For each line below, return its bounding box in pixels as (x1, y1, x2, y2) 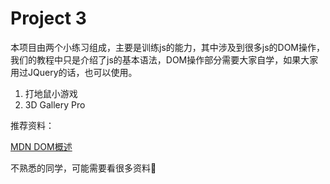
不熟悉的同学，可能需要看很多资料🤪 (10, 162, 157, 174)
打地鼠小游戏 (24, 87, 78, 99)
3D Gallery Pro (24, 98, 86, 111)
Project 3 (10, 7, 87, 30)
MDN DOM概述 (10, 140, 73, 152)
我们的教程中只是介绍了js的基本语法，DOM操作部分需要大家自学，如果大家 (10, 53, 319, 66)
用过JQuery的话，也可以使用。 (10, 66, 138, 78)
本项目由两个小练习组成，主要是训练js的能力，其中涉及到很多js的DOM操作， (10, 41, 326, 53)
